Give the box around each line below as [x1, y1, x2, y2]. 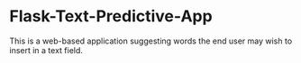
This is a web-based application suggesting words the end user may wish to [9, 35, 293, 46]
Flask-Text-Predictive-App [9, 6, 214, 27]
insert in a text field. [9, 44, 84, 55]
